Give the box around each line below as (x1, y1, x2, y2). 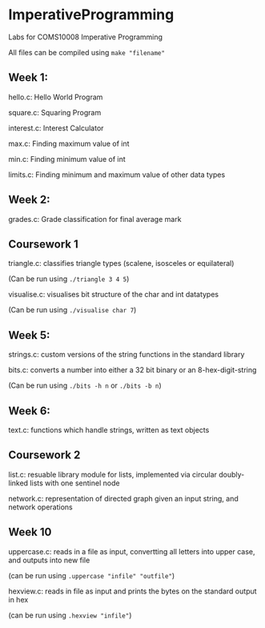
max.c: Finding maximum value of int (8, 139, 130, 148)
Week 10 (8, 525, 52, 539)
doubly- (219, 469, 245, 479)
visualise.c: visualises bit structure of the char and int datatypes (8, 290, 219, 300)
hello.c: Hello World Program (8, 92, 103, 102)
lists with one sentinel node (30, 478, 120, 488)
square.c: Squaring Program (8, 107, 102, 117)
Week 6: (8, 404, 50, 417)
